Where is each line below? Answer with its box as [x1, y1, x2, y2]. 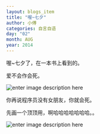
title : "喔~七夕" [6, 14, 46, 20]
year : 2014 [6, 42, 33, 48]
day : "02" [6, 31, 31, 37]
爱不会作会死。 [6, 72, 43, 79]
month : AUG [6, 36, 33, 42]
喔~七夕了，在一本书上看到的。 [6, 59, 83, 66]
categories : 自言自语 [6, 25, 57, 32]
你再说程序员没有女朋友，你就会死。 [6, 96, 95, 103]
